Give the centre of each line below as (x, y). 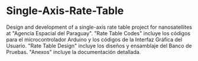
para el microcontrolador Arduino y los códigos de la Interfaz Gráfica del (94, 39)
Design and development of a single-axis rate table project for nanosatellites (99, 27)
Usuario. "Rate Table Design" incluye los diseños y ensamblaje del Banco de (99, 46)
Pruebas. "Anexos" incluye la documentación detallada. (74, 52)
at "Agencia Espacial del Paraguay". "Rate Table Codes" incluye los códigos (98, 33)
